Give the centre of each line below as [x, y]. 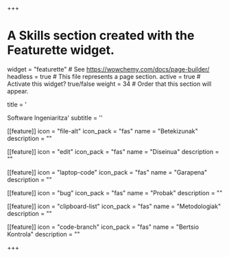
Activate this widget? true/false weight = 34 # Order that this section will [109, 84]
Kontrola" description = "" [44, 234]
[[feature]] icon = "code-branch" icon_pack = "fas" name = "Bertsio [103, 227]
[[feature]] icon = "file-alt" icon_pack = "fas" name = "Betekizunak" [103, 131]
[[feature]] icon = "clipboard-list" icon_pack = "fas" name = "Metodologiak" [114, 206]
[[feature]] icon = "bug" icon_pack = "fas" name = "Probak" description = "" [115, 192]
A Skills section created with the [101, 36]
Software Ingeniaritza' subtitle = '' [55, 118]
